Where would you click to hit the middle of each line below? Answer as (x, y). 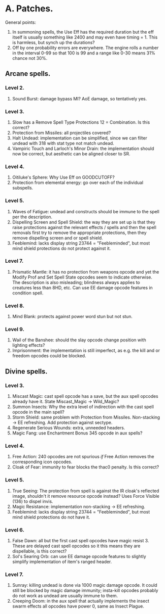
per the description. (32, 217)
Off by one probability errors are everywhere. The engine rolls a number (85, 47)
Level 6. (15, 530)
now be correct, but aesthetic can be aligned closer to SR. (71, 153)
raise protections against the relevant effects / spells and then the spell (84, 227)
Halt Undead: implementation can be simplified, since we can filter (80, 138)
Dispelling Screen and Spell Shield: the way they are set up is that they (84, 222)
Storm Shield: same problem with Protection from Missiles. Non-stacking (86, 417)
